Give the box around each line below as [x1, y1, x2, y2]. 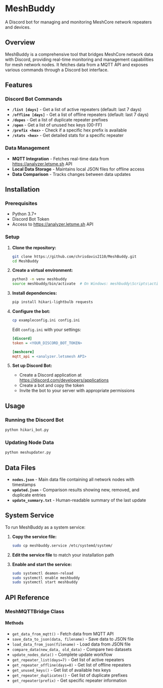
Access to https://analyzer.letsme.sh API [12, 221, 93, 227]
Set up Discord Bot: [12, 363, 53, 368]
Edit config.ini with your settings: [12, 326, 81, 332]
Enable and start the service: [12, 561, 72, 567]
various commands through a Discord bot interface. [5, 67, 109, 73]
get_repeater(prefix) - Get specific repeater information [12, 677, 127, 683]
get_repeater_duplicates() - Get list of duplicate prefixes [12, 672, 128, 678]
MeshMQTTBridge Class [5, 608, 65, 614]
